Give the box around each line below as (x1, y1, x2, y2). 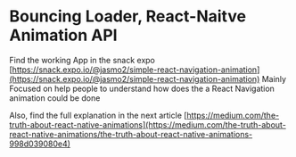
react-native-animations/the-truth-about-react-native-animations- (9, 128, 253, 139)
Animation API (9, 25, 118, 45)
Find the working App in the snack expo (9, 54, 156, 65)
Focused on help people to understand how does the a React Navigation (9, 83, 275, 94)
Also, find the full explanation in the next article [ (9, 110, 187, 120)
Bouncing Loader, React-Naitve (9, 6, 247, 27)
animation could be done (9, 92, 101, 103)
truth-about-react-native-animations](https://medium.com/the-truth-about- (9, 119, 287, 130)
